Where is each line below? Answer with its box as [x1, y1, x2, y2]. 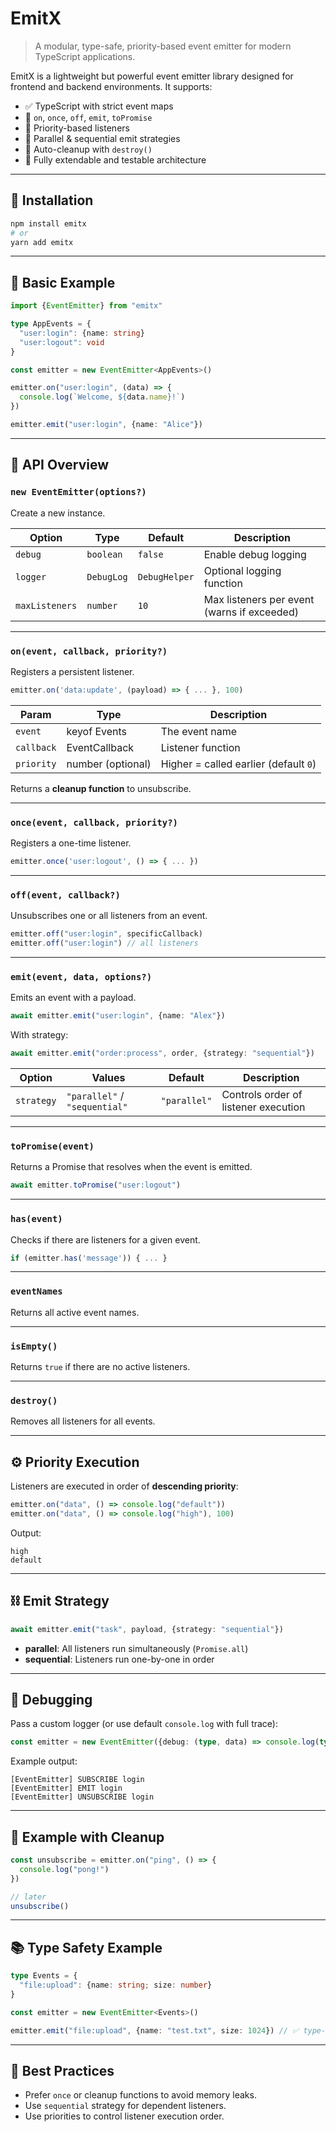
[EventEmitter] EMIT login [10, 1783, 123, 1794]
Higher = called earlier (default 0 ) [160, 757, 317, 771]
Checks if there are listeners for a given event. [10, 1233, 201, 1246]
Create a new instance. [10, 507, 106, 519]
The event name [160, 724, 237, 738]
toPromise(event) [10, 1140, 95, 1152]
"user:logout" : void [19, 337, 105, 347]
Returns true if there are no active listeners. [10, 1361, 191, 1372]
